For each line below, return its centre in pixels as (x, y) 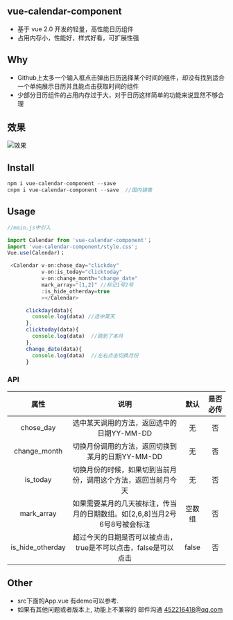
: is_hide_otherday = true (76, 291)
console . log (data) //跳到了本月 (78, 336)
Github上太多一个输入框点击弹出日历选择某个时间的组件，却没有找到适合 (121, 77)
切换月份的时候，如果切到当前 (121, 470)
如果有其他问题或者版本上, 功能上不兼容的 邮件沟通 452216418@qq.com (120, 609)
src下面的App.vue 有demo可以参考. (68, 601)
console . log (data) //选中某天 (74, 317)
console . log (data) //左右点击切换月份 (85, 355)
